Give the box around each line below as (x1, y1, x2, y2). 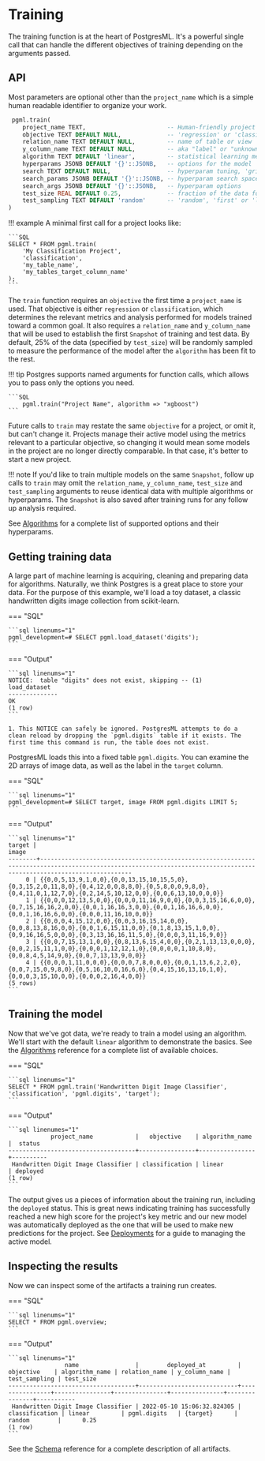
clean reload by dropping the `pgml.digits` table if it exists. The (8, 732, 242, 740)
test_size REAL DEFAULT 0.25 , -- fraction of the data (22, 189, 248, 197)
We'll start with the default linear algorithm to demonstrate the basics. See (8, 1036, 252, 1047)
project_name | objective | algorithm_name (50, 1133, 252, 1141)
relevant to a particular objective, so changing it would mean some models (8, 438, 251, 448)
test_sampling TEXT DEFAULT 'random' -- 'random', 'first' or (22, 197, 248, 204)
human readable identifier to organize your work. (8, 100, 167, 110)
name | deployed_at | (64, 1361, 242, 1369)
